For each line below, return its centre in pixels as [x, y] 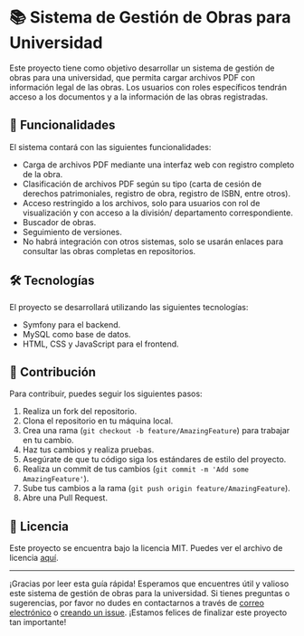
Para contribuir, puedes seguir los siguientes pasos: [106, 394]
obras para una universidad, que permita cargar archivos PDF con [132, 77]
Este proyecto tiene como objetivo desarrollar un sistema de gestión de [142, 68]
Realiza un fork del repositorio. [80, 412]
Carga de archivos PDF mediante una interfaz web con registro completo [158, 165]
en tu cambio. [48, 441]
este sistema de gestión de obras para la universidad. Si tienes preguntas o [150, 593]
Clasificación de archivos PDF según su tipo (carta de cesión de [142, 184]
